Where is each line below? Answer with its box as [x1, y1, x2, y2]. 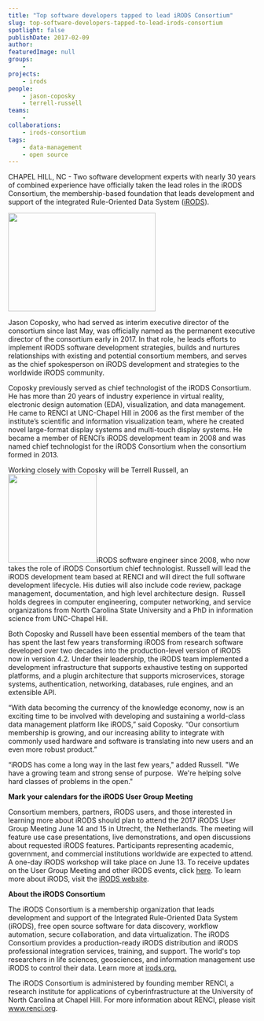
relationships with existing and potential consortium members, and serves [8, 351, 247, 361]
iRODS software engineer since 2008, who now [97, 556, 250, 565]
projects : [8, 70, 41, 78]
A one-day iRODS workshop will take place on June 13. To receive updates [8, 857, 250, 867]
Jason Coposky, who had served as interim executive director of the [8, 318, 229, 327]
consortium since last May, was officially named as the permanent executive [8, 326, 255, 335]
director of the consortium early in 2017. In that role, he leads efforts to [8, 335, 236, 344]
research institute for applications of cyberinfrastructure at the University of [8, 987, 254, 997]
